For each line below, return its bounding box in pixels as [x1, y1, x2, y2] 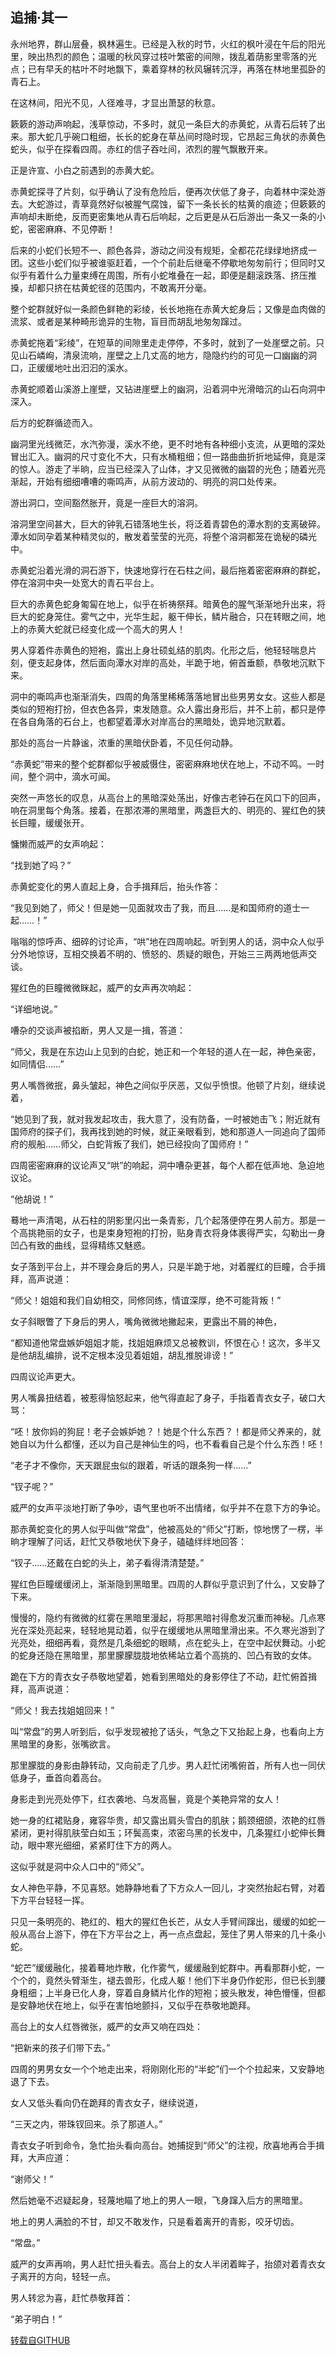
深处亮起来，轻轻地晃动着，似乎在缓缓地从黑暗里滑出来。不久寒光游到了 [27, 1624, 326, 1636]
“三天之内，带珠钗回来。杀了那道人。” [10, 2118, 163, 2130]
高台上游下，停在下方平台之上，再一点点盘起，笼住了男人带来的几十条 [27, 1928, 317, 1940]
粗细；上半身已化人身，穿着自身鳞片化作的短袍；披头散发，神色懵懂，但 [18, 1986, 317, 1998]
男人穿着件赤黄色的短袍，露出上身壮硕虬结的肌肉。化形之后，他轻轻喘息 [10, 644, 308, 656]
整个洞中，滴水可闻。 [27, 770, 116, 782]
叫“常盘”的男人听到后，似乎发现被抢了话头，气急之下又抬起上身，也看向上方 [10, 1725, 325, 1737]
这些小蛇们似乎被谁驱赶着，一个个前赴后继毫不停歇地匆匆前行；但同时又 [27, 256, 326, 268]
